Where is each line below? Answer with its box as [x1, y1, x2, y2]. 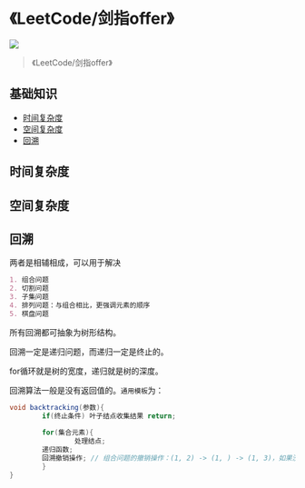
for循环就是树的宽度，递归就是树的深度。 [9, 365, 163, 376]
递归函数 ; [42, 445, 74, 454]
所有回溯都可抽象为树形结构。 [9, 326, 121, 337]
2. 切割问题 [9, 284, 50, 294]
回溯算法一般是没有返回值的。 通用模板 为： [9, 384, 164, 395]
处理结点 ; [74, 437, 106, 446]
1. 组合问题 [9, 275, 50, 284]
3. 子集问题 [9, 293, 50, 302]
